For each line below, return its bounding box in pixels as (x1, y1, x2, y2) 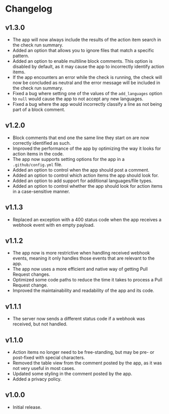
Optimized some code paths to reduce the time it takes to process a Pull (12, 277, 162, 283)
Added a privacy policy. (12, 376, 62, 382)
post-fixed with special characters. (12, 355, 85, 361)
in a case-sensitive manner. (12, 188, 70, 194)
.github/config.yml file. (12, 161, 63, 168)
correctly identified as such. (12, 140, 71, 146)
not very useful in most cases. (12, 365, 76, 371)
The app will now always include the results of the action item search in (12, 36, 161, 43)
